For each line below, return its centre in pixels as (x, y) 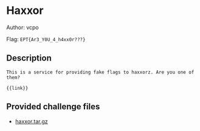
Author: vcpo (22, 27)
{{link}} (17, 88)
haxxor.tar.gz (31, 121)
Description (29, 58)
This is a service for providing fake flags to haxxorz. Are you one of (100, 72)
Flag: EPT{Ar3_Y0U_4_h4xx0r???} (46, 39)
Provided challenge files (53, 107)
